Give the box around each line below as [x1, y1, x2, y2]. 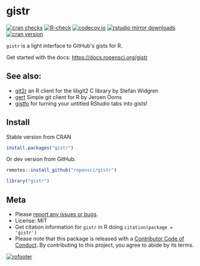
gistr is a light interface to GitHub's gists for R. [6, 42, 123, 49]
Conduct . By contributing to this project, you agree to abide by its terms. [14, 241, 194, 249]
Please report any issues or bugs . [14, 211, 98, 217]
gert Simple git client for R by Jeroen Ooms [14, 93, 122, 100]
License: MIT [14, 217, 47, 224]
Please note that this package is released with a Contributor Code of [14, 235, 184, 242]
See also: [6, 71, 42, 82]
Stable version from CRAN [6, 133, 71, 141]
